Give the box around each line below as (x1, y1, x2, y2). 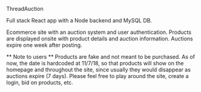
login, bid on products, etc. (6, 79, 74, 86)
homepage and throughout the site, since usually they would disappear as (6, 66, 191, 73)
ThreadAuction (6, 5, 44, 12)
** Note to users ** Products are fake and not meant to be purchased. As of (6, 53, 196, 60)
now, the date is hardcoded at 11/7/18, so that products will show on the (6, 60, 184, 67)
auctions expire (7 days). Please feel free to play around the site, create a (6, 73, 189, 79)
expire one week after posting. (6, 42, 83, 48)
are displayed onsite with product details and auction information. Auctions (6, 35, 193, 42)
